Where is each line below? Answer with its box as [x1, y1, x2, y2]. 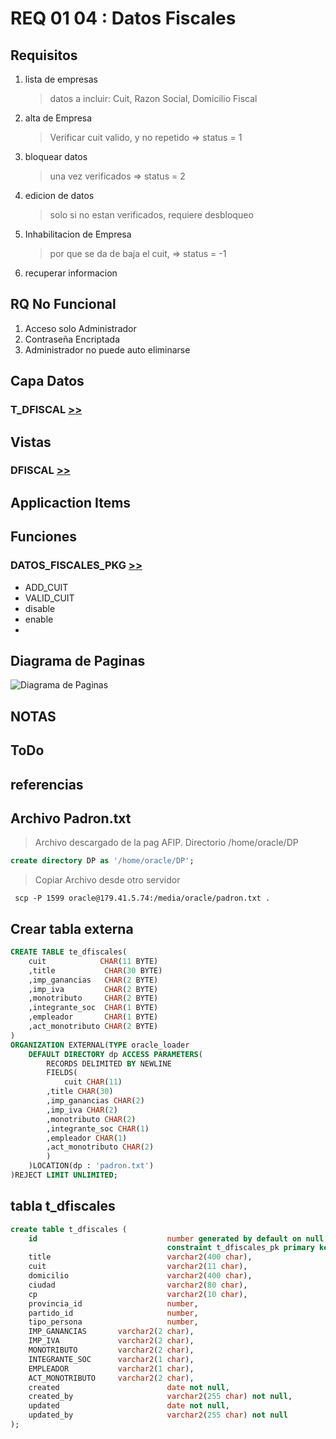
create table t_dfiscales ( [10, 1224, 128, 1234]
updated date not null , [28, 1401, 230, 1411]
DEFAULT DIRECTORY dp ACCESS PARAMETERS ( [28, 1049, 203, 1059]
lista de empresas [24, 73, 98, 85]
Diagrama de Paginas [10, 652, 146, 669]
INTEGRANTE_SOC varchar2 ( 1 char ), [28, 1354, 195, 1364]
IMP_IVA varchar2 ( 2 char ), [28, 1336, 195, 1346]
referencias [10, 776, 84, 793]
